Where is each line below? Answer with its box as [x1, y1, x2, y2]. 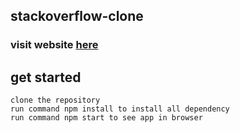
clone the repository [10, 95, 101, 106]
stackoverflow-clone [10, 8, 144, 25]
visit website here [10, 38, 99, 52]
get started [10, 69, 82, 86]
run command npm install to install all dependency [10, 104, 230, 114]
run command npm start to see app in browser [10, 113, 203, 123]
